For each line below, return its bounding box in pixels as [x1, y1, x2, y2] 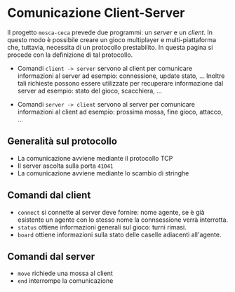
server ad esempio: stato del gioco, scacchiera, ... [17, 86, 163, 95]
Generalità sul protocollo [7, 135, 118, 147]
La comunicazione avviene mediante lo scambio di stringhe [17, 168, 189, 177]
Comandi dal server [7, 251, 95, 263]
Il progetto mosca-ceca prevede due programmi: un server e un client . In [7, 28, 213, 36]
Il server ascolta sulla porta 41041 [17, 161, 114, 170]
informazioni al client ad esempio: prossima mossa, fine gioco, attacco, [17, 107, 223, 116]
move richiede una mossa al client [17, 269, 114, 278]
